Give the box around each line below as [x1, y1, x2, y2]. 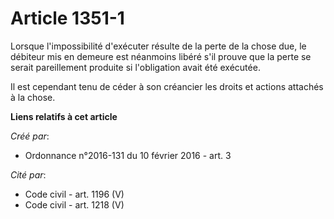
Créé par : [10, 130, 50, 142]
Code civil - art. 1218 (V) [24, 198, 125, 211]
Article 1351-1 [10, 7, 125, 30]
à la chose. [10, 91, 56, 103]
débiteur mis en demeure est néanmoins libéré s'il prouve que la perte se [10, 50, 312, 62]
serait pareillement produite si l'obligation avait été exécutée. [10, 61, 261, 73]
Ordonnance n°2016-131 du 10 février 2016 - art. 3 [24, 149, 232, 161]
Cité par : [10, 168, 47, 181]
